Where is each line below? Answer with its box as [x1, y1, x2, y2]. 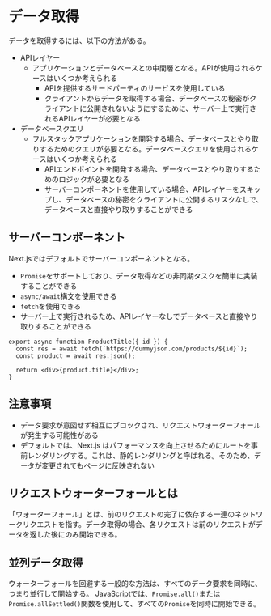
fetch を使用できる [19, 301, 82, 311]
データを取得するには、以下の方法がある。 [8, 36, 150, 45]
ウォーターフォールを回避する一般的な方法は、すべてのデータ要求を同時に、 [8, 579, 263, 588]
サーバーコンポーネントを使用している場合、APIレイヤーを [44, 184, 240, 194]
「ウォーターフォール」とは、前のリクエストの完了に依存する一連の [8, 509, 235, 519]
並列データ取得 [8, 555, 83, 569]
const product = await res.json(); [15, 351, 136, 360]
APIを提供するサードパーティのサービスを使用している [44, 83, 226, 93]
